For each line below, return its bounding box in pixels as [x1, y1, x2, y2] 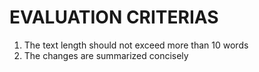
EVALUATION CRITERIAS [9, 6, 219, 29]
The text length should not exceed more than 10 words [23, 39, 249, 51]
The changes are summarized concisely [23, 49, 189, 61]
